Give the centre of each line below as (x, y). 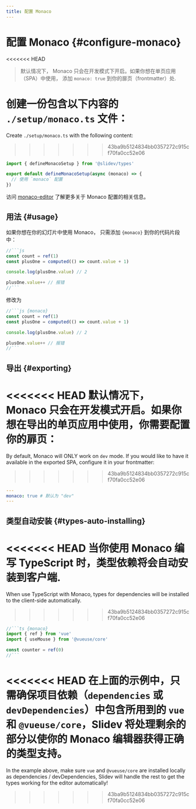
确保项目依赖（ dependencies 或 (90, 695)
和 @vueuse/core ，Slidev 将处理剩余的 (96, 724)
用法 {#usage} (32, 217)
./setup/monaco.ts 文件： (67, 118)
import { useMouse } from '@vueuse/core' (57, 639)
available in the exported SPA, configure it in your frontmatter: (80, 462)
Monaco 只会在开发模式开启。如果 (89, 410)
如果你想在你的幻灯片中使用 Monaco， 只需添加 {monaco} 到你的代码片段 (93, 232)
